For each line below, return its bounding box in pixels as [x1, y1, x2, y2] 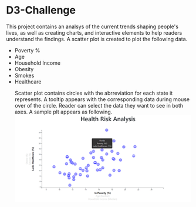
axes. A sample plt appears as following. [14, 108, 113, 115]
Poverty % [14, 46, 40, 54]
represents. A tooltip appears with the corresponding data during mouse [14, 95, 190, 103]
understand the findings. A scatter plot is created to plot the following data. [6, 35, 188, 42]
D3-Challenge [6, 4, 76, 17]
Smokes [14, 72, 35, 79]
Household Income [14, 59, 60, 66]
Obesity [14, 65, 34, 72]
